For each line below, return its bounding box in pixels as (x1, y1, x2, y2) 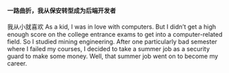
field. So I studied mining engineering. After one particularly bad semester (7, 38, 217, 46)
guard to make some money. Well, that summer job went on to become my (7, 52, 219, 61)
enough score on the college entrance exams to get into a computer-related (7, 31, 223, 39)
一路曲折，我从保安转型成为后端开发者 (7, 6, 116, 14)
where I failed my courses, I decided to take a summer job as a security (7, 45, 210, 53)
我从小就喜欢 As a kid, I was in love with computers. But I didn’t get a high (7, 23, 217, 31)
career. (7, 59, 28, 68)
